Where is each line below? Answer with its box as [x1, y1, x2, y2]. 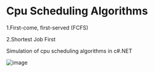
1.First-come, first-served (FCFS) [6, 24, 89, 31]
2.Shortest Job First [6, 35, 56, 43]
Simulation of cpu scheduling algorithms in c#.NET [6, 47, 133, 55]
